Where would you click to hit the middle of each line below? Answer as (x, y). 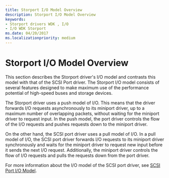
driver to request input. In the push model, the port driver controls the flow (82, 118)
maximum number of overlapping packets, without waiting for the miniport (82, 113)
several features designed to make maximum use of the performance (77, 87)
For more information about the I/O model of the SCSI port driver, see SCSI (83, 165)
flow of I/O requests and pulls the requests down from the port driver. (77, 155)
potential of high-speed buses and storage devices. (59, 93)
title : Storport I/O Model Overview (44, 10)
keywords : (16, 19)
